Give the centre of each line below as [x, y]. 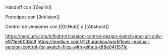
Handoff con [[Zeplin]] [29, 7]
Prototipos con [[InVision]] [33, 17]
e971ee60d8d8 [21, 41]
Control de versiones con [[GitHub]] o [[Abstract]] [57, 26]
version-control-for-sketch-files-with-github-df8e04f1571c [66, 47]
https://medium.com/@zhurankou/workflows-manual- [94, 41]
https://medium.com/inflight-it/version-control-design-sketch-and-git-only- [84, 36]
